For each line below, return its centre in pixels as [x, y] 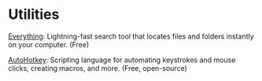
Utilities [34, 15]
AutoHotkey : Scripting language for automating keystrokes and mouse [122, 60]
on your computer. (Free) [48, 44]
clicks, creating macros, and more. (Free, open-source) [98, 68]
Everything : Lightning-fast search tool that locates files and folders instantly [131, 36]
